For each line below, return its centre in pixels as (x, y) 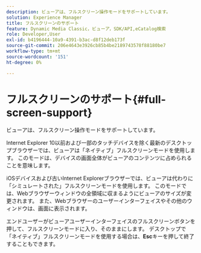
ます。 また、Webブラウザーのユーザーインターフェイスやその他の (104, 201)
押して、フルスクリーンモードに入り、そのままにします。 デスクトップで (96, 229)
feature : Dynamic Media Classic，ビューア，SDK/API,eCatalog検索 (86, 29)
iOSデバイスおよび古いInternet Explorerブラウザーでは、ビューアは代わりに (100, 178)
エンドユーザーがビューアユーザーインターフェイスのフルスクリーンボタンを (101, 222)
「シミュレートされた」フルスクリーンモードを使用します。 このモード (94, 186)
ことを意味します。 (30, 165)
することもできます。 (33, 244)
